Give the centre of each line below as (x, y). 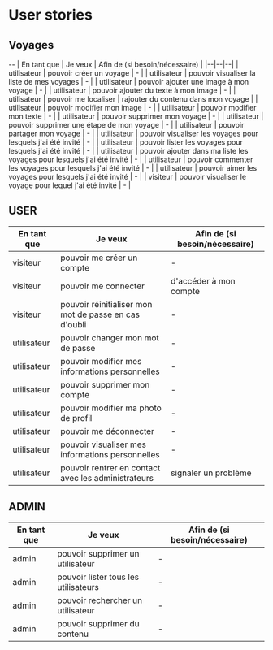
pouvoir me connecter (102, 286)
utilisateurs (78, 587)
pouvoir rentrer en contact (110, 467)
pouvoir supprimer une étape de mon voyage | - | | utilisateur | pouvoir (126, 125)
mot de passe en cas (100, 314)
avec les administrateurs (107, 478)
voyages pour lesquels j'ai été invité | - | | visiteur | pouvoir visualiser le (127, 177)
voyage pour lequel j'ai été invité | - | (70, 185)
